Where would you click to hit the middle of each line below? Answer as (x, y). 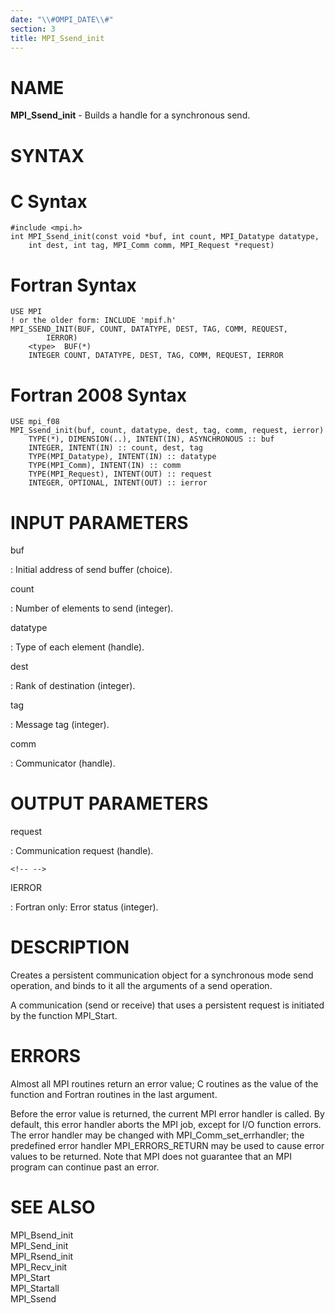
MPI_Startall (35, 1288)
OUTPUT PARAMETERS (109, 803)
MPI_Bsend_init (42, 1235)
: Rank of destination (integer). (73, 686)
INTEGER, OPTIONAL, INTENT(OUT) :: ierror (118, 483)
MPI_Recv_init (39, 1267)
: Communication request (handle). (82, 851)
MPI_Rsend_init (42, 1256)
